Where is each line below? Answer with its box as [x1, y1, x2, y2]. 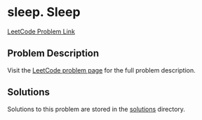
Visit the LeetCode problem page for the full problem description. [7, 66, 196, 74]
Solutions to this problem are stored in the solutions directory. [7, 105, 186, 113]
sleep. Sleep [7, 4, 81, 20]
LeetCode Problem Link [7, 27, 76, 36]
